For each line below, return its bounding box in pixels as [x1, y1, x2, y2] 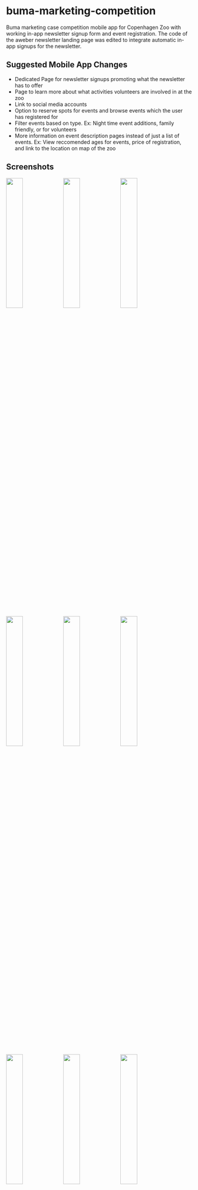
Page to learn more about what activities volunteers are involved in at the [14, 88, 192, 95]
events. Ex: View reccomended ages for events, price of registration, [14, 138, 181, 146]
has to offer [14, 82, 43, 89]
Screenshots [6, 162, 54, 172]
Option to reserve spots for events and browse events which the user [14, 107, 183, 114]
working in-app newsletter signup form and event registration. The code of [6, 30, 188, 37]
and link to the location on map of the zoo [14, 144, 116, 152]
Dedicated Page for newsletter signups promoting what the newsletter [14, 75, 186, 82]
